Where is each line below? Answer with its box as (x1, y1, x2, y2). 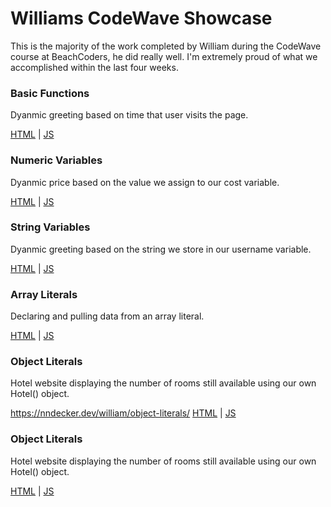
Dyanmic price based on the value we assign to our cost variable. (10, 176, 280, 188)
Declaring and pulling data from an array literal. (10, 310, 205, 322)
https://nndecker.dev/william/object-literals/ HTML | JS (10, 407, 237, 419)
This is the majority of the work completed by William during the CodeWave (10, 40, 322, 52)
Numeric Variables (10, 153, 103, 167)
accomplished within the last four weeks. (10, 61, 179, 73)
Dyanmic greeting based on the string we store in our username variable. (10, 243, 312, 255)
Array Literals (10, 287, 78, 301)
